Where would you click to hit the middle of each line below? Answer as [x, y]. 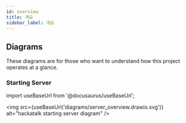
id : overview [22, 12]
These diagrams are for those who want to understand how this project [93, 61]
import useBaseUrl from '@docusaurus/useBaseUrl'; [70, 96]
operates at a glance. [32, 67]
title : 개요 [20, 17]
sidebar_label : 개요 [30, 23]
